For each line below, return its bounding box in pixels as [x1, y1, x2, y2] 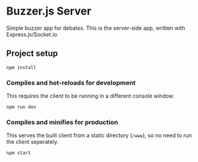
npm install [6, 64, 36, 70]
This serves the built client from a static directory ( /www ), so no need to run [6, 132, 192, 139]
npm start [6, 150, 31, 156]
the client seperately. [6, 138, 59, 146]
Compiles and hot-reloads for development [6, 78, 136, 87]
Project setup [6, 49, 59, 59]
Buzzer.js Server [6, 4, 92, 18]
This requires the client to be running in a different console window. [6, 92, 174, 100]
